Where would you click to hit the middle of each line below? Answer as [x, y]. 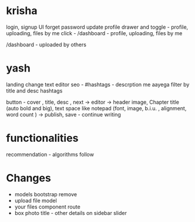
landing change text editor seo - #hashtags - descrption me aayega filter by [98, 84]
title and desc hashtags [34, 90]
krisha [22, 11]
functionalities [42, 138]
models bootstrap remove [46, 194]
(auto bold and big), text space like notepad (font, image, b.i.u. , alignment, [96, 108]
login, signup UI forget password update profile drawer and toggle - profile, [97, 27]
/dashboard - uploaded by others [46, 45]
